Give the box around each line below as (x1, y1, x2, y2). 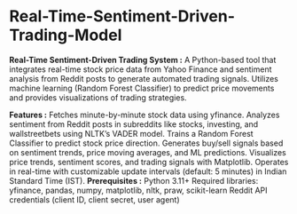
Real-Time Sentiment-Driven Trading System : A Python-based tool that (9, 54, 277, 65)
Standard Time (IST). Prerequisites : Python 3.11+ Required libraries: (9, 175, 259, 186)
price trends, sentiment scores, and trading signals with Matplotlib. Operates (9, 156, 289, 167)
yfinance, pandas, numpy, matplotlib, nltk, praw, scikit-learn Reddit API (9, 185, 268, 195)
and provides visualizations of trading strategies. (9, 91, 188, 103)
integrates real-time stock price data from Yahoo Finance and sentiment (9, 64, 272, 75)
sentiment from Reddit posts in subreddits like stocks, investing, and (9, 118, 259, 130)
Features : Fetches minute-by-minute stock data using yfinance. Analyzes (9, 109, 280, 120)
